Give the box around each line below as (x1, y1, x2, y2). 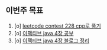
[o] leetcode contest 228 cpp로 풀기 (14, 22, 101, 29)
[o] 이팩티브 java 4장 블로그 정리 (14, 37, 90, 44)
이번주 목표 (5, 5, 44, 16)
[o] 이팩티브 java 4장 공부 (14, 29, 74, 36)
